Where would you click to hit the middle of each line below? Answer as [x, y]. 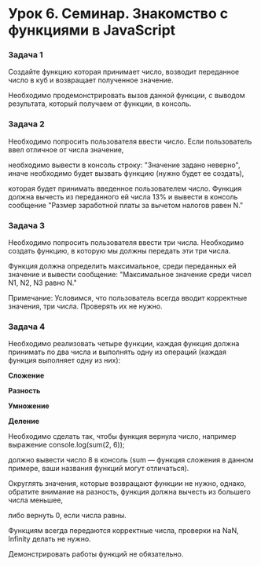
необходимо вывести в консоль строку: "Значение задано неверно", [124, 165]
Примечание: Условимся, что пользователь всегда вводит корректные [128, 298]
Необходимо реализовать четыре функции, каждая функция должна [124, 344]
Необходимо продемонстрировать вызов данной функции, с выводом [127, 96]
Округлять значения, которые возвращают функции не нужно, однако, [127, 484]
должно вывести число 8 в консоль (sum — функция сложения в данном [131, 460]
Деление [24, 422]
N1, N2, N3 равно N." [42, 283]
